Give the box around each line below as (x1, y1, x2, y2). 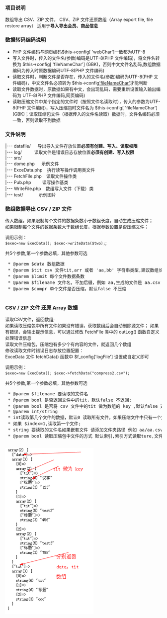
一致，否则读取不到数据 (12, 117, 61, 123)
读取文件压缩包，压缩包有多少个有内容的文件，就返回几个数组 (5, 342, 132, 348)
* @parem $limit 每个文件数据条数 (7, 273, 85, 279)
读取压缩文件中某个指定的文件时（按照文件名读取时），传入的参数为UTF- (12, 98, 161, 104)
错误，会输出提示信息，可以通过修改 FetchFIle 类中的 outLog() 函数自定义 (9, 329, 160, 335)
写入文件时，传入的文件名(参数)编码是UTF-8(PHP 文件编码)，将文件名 (12, 55, 156, 61)
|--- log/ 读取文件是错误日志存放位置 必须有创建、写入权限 (5, 149, 135, 155)
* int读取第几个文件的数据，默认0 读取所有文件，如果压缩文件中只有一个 (7, 415, 162, 421)
